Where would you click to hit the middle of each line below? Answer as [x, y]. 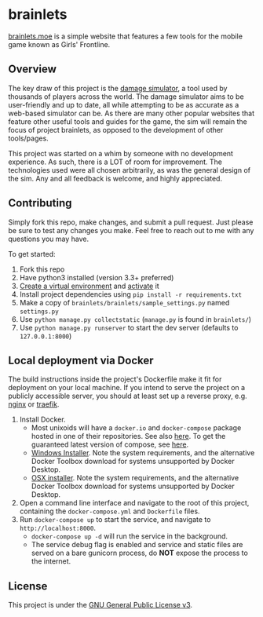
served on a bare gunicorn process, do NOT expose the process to [140, 553]
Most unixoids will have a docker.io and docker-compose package [136, 428]
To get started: [32, 254]
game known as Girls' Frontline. [59, 44]
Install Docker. [42, 420]
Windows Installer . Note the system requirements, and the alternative [143, 453]
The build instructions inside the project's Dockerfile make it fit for [115, 379]
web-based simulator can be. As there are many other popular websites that [131, 113]
